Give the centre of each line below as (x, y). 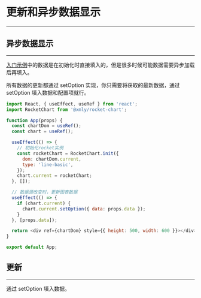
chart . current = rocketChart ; (55, 176)
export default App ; (32, 247)
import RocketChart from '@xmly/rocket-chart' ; (67, 109)
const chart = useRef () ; (42, 132)
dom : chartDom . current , (52, 159)
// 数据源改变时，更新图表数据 (45, 192)
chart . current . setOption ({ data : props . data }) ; (84, 209)
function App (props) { (34, 121)
